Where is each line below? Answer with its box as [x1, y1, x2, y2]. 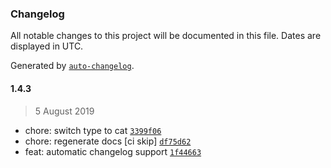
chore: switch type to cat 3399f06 [24, 124, 162, 136]
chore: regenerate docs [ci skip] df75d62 [24, 135, 192, 147]
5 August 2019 [34, 105, 95, 117]
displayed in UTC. [10, 40, 84, 52]
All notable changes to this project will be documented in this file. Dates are [10, 30, 322, 42]
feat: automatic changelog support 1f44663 [24, 145, 202, 157]
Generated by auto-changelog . [10, 60, 135, 72]
